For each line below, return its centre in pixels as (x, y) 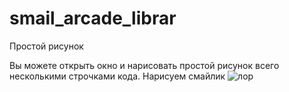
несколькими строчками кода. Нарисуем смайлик (117, 76)
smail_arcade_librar (93, 18)
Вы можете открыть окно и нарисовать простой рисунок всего (144, 65)
